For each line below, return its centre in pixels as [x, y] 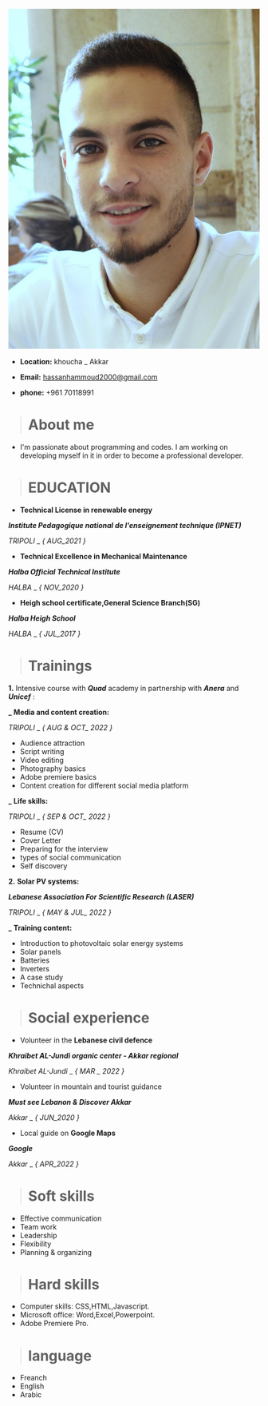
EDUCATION [69, 487]
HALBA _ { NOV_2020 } [46, 587]
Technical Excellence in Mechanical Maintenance [103, 556]
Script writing [42, 751]
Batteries [35, 960]
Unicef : [22, 697]
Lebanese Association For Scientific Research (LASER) [101, 896]
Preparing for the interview [64, 848]
